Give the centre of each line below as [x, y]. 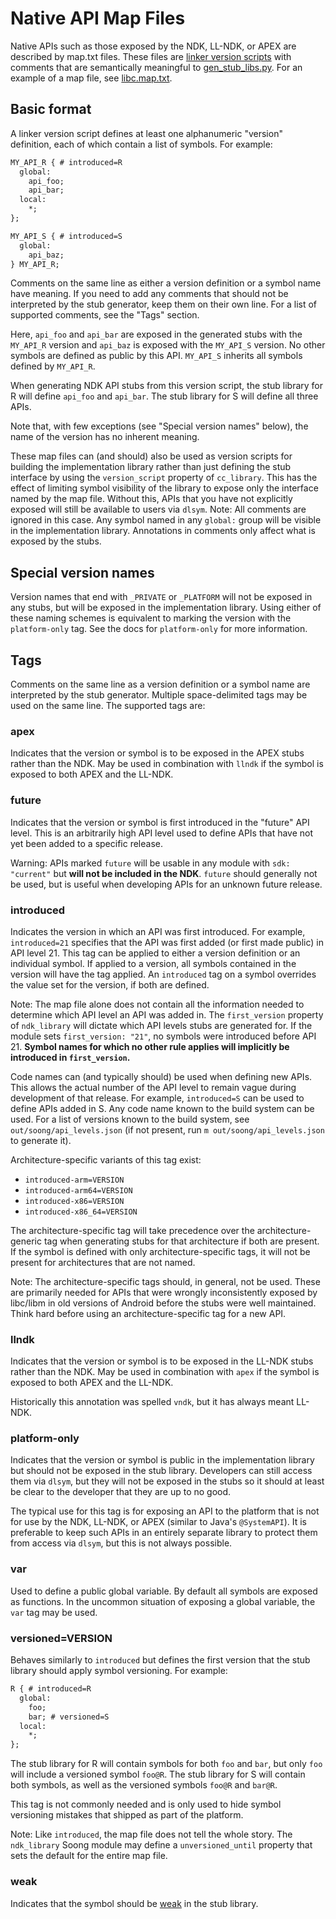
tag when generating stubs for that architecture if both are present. [181, 1241]
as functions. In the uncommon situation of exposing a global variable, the [163, 1601]
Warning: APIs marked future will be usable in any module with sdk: [150, 863]
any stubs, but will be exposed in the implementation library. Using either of [166, 608]
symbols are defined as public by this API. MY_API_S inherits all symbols [156, 356]
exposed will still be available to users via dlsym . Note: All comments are [158, 509]
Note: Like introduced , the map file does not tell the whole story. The [151, 1834]
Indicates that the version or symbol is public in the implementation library [162, 1460]
